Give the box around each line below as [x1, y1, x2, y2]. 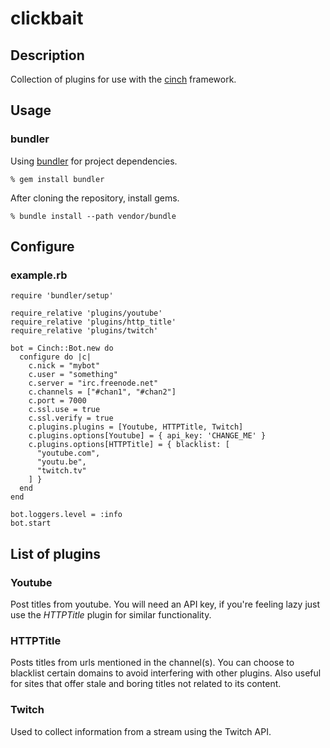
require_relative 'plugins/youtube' [10, 308, 163, 319]
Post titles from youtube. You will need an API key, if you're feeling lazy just [10, 598, 321, 611]
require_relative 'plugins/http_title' [10, 317, 177, 327]
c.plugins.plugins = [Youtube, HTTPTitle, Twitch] [28, 422, 244, 432]
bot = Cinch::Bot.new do [10, 343, 114, 354]
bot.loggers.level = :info [10, 510, 123, 520]
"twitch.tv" [36, 466, 87, 476]
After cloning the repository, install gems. [10, 192, 180, 204]
